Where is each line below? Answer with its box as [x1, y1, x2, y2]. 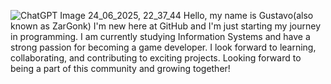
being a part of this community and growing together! [10, 63, 231, 74]
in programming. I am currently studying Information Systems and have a [10, 31, 311, 42]
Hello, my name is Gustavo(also [183, 10, 314, 21]
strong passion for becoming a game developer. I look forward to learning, [10, 41, 317, 53]
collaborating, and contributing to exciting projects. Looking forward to [10, 52, 302, 64]
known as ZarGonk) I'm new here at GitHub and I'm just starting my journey [10, 20, 322, 32]
